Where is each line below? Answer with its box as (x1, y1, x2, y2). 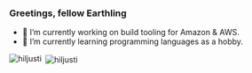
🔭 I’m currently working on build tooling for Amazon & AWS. (21, 27, 240, 38)
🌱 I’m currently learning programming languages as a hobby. (21, 36, 244, 47)
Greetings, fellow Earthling (9, 7, 127, 19)
